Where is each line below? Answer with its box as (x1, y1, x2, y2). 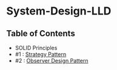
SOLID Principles (15, 44, 58, 51)
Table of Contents (6, 28, 76, 39)
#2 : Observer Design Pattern (15, 57, 89, 64)
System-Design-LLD (6, 4, 112, 18)
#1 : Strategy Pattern (15, 51, 67, 58)
